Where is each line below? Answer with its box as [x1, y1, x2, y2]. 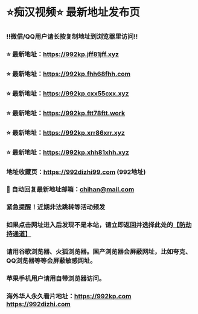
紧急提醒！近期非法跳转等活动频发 [6, 203, 106, 211]
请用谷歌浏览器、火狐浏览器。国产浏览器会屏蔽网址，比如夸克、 [6, 248, 192, 256]
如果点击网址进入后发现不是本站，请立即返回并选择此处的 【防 [6, 221, 186, 229]
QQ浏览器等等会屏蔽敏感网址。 [6, 257, 97, 265]
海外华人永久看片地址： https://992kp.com [6, 292, 132, 301]
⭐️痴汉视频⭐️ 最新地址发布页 [6, 5, 141, 19]
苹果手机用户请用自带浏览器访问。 [6, 274, 106, 283]
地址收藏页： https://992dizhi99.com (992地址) [6, 167, 146, 176]
